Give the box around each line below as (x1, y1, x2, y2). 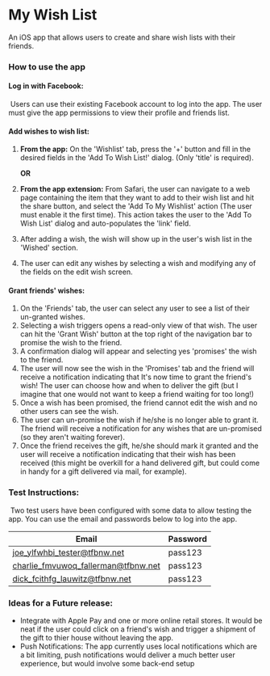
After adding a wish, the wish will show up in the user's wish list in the (19, 234, 252, 244)
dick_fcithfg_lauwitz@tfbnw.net (12, 572, 131, 584)
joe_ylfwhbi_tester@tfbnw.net (12, 547, 125, 558)
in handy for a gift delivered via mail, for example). (19, 467, 187, 476)
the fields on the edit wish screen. (19, 267, 133, 277)
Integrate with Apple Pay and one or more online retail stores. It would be (19, 616, 263, 626)
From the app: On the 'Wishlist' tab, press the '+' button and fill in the (19, 144, 251, 154)
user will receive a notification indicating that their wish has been (19, 450, 236, 459)
